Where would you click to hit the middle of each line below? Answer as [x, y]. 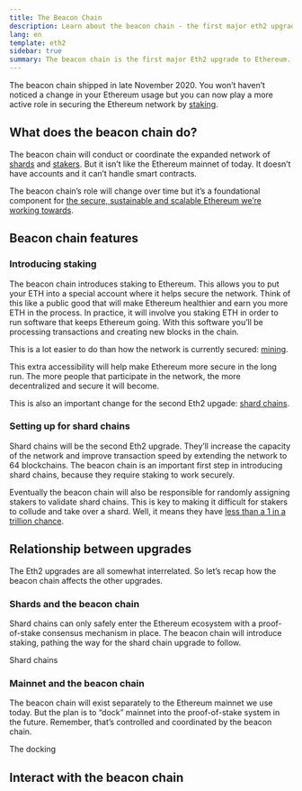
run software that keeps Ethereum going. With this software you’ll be [136, 322]
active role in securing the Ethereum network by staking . [114, 104]
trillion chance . [37, 521]
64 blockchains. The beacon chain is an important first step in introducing [146, 465]
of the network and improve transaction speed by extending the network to [148, 455]
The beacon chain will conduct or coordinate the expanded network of [140, 154]
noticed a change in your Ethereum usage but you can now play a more [142, 95]
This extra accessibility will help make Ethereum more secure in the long [143, 367]
